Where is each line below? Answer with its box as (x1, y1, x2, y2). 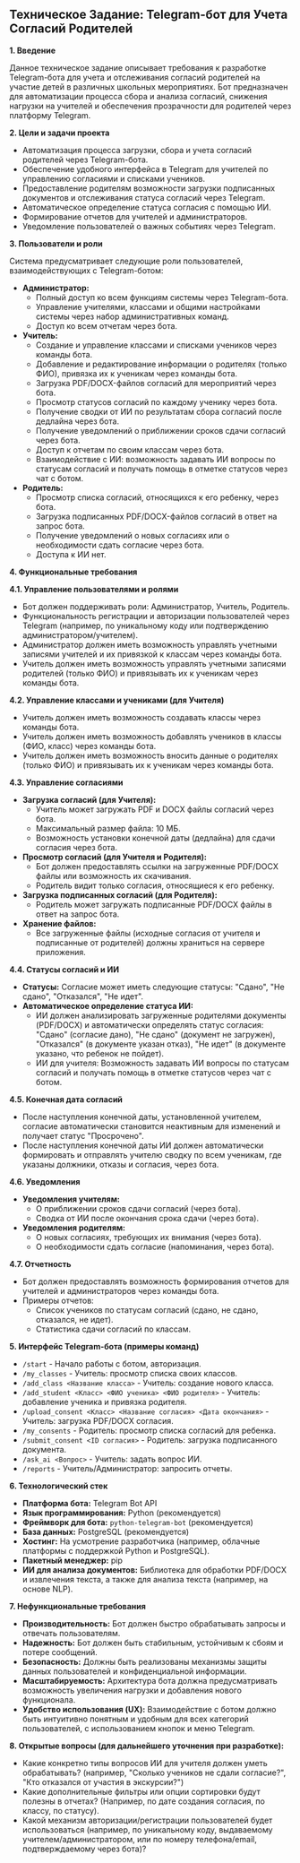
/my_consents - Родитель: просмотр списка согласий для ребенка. (21, 1425, 276, 1436)
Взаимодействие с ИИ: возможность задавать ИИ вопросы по (35, 453, 276, 464)
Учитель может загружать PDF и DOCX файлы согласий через (35, 804, 275, 815)
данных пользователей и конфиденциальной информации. (21, 1666, 247, 1677)
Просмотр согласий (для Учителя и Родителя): (21, 851, 208, 862)
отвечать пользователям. (21, 1627, 121, 1638)
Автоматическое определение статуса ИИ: (21, 1000, 194, 1011)
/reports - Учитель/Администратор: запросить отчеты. (21, 1462, 233, 1473)
